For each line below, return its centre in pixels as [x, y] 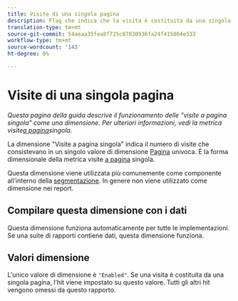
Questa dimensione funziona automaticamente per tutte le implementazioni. [119, 228]
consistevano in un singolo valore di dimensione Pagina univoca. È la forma [118, 151]
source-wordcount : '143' [44, 47]
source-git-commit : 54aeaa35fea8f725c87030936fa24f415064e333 [102, 34]
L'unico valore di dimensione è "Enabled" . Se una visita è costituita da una [116, 275]
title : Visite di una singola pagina [63, 14]
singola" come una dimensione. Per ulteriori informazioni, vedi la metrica [115, 123]
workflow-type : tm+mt [40, 41]
